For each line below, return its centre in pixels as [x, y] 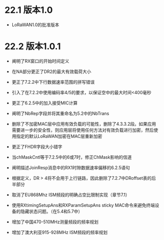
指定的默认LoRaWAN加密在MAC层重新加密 [59, 136]
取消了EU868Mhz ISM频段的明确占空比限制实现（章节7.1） [71, 195]
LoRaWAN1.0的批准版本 [35, 25]
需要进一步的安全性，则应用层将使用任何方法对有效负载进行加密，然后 [83, 130]
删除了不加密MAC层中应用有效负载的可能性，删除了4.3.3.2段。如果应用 [84, 124]
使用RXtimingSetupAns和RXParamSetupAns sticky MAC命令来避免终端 [83, 205]
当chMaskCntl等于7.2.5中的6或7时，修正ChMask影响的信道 [72, 157]
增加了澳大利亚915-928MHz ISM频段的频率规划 [59, 232]
